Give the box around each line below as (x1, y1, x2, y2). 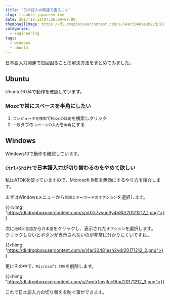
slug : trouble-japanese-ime (5, 12, 65, 17)
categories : (5, 26, 30, 31)
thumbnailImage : (5, 21, 39, 27)
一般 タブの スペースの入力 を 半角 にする (12, 121, 85, 127)
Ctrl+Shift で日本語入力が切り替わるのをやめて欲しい (5, 164, 136, 171)
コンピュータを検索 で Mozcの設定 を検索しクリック (12, 115, 107, 121)
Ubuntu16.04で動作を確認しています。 (5, 89, 85, 95)
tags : (5, 36, 17, 41)
